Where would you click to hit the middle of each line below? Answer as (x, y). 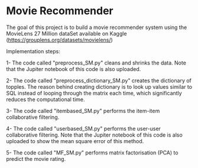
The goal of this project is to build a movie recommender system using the (97, 27)
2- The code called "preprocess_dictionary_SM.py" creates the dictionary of (99, 80)
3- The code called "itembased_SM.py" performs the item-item (83, 111)
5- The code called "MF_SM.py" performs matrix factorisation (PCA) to (92, 153)
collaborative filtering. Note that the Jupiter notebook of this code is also (95, 135)
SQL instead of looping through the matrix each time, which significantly (94, 93)
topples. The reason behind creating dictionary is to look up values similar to (99, 86)
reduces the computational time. (46, 99)
